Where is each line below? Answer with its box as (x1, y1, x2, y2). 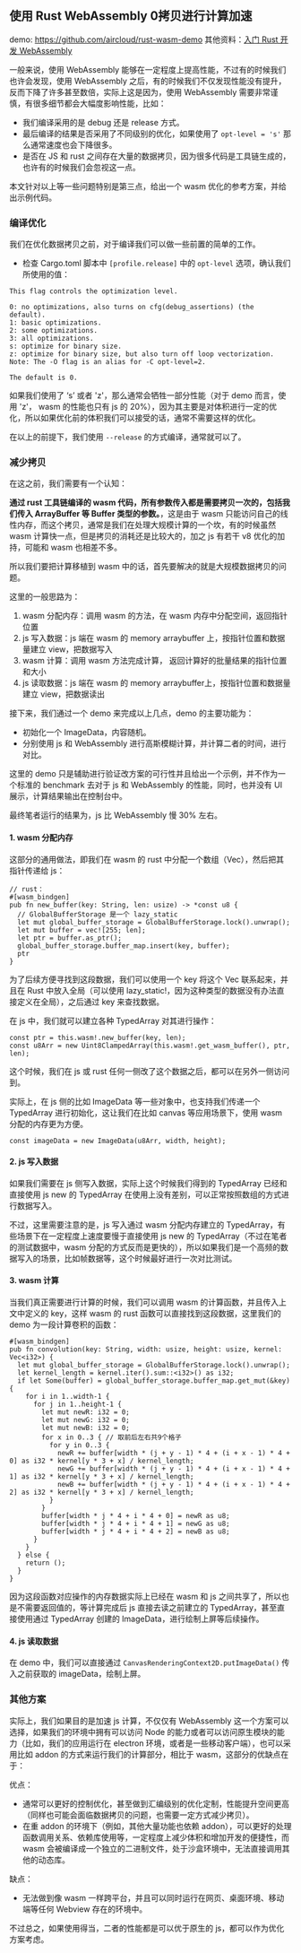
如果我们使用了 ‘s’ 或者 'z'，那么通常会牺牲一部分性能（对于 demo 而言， (9, 390, 279, 401)
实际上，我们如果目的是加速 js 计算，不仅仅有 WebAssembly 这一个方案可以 (9, 1715, 289, 1726)
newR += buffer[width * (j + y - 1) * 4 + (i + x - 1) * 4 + (56, 1449, 291, 1458)
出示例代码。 (9, 192, 56, 203)
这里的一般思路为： (9, 591, 81, 603)
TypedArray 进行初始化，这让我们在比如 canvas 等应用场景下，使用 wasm (9, 1107, 283, 1118)
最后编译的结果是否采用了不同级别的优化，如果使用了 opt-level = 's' (21, 128, 282, 139)
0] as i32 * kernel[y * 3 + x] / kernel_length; (9, 1456, 194, 1466)
